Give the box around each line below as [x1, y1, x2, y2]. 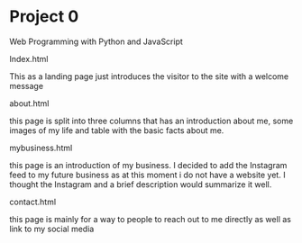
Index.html [9, 53, 49, 64]
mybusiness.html [9, 142, 73, 153]
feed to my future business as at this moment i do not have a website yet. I [9, 169, 286, 180]
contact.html [9, 196, 57, 207]
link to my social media [9, 223, 95, 234]
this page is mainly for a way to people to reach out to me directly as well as [9, 213, 291, 224]
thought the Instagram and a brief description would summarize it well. [9, 178, 272, 190]
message [9, 80, 43, 91]
